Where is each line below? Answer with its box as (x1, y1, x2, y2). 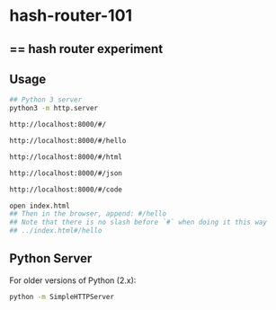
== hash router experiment (9, 41, 164, 57)
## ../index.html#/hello (9, 226, 102, 235)
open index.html (9, 201, 70, 210)
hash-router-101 (9, 5, 133, 26)
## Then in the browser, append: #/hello (9, 209, 167, 218)
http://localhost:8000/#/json (9, 168, 123, 178)
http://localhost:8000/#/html (9, 152, 123, 162)
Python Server (9, 251, 93, 266)
